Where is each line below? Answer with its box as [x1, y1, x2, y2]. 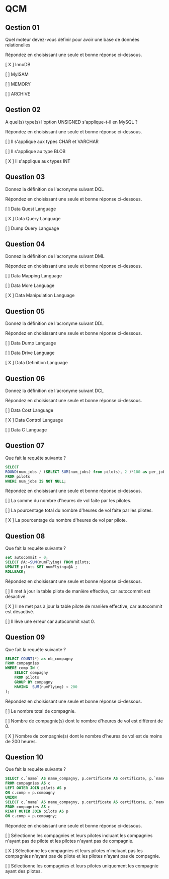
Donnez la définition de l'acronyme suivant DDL [5, 320, 104, 326]
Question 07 [5, 442, 44, 450]
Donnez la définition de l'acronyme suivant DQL [5, 186, 104, 192]
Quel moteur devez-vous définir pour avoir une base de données [5, 36, 140, 42]
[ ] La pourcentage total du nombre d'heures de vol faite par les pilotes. [5, 507, 153, 513]
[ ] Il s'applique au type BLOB [5, 148, 66, 154]
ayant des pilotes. [5, 868, 42, 874]
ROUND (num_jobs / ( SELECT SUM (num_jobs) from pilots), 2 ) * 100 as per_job [5, 469, 165, 474]
